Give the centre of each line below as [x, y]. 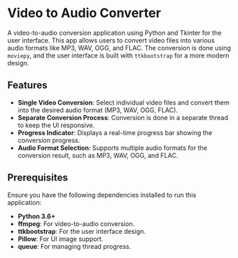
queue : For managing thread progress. [74, 246]
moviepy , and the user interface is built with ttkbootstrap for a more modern [118, 55]
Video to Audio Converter [84, 13]
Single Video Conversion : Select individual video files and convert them [123, 102]
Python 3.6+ [36, 216]
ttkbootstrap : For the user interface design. [81, 231]
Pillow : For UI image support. [60, 239]
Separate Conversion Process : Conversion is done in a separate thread [123, 117]
